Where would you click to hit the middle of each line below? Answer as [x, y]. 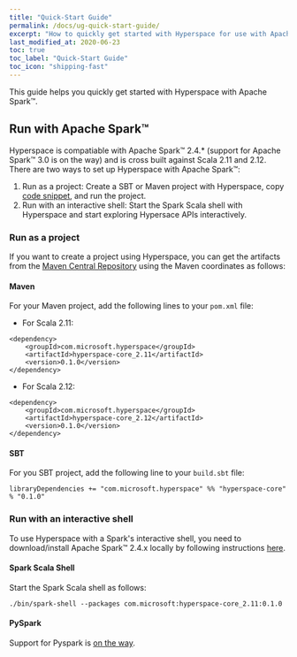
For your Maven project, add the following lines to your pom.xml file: [131, 306]
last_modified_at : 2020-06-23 [65, 42]
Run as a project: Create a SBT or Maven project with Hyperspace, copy [153, 186]
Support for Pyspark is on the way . [72, 643]
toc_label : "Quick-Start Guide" [69, 58]
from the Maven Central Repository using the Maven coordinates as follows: [147, 265]
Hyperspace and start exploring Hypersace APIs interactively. [134, 214]
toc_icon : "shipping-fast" [59, 67]
